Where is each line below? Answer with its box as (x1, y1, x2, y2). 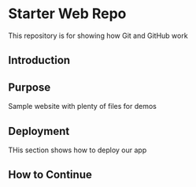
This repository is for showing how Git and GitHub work (8, 31, 188, 40)
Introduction (8, 54, 71, 67)
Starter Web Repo (8, 5, 127, 23)
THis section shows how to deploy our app (8, 145, 147, 155)
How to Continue (8, 168, 92, 181)
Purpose (8, 80, 51, 94)
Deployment (8, 124, 70, 138)
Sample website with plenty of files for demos (8, 102, 157, 111)
